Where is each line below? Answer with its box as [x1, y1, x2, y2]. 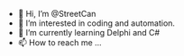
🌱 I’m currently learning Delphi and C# [17, 28, 161, 37]
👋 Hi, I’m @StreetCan [17, 9, 97, 19]
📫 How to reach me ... [17, 37, 102, 48]
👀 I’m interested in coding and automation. [17, 18, 176, 28]
